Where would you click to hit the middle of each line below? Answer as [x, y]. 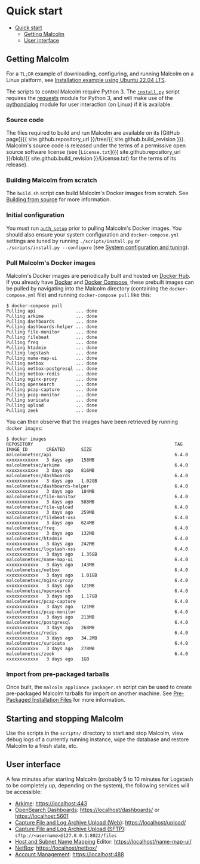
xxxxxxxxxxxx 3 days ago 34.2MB [52, 638]
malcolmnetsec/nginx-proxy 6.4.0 [97, 580]
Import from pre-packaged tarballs [58, 674]
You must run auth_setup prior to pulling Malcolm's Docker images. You [94, 228]
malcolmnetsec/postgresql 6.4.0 [97, 622]
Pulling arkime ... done [52, 316]
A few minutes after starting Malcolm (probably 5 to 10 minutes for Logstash [100, 779]
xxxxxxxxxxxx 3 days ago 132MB [50, 533]
